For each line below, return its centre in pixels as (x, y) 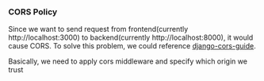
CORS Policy (33, 12)
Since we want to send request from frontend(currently (98, 29)
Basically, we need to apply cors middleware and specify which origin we (128, 61)
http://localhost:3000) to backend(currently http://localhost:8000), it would (131, 37)
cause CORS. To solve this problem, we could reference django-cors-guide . (132, 46)
